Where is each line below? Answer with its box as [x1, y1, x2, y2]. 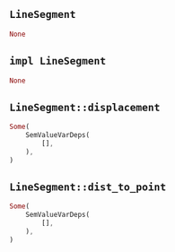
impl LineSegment [9, 55, 106, 67]
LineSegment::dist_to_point [9, 180, 167, 193]
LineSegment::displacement [9, 100, 161, 114]
